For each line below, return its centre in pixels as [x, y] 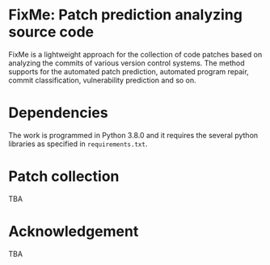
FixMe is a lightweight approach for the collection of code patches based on [135, 54]
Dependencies [58, 113]
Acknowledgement [74, 231]
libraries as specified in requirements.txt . [78, 144]
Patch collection [64, 177]
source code [51, 32]
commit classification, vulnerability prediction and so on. [102, 80]
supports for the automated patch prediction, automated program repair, [129, 71]
